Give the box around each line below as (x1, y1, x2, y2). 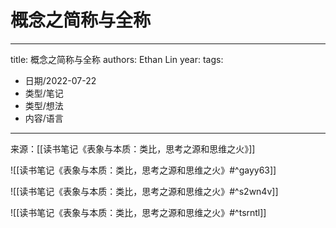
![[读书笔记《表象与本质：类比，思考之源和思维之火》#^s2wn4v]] (10, 185, 279, 197)
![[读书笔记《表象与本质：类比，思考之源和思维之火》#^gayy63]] (10, 164, 277, 176)
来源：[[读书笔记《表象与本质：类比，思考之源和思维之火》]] (10, 142, 256, 155)
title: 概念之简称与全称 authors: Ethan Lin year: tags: (10, 53, 224, 65)
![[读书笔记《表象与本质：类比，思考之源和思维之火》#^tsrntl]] (10, 206, 267, 218)
